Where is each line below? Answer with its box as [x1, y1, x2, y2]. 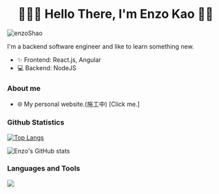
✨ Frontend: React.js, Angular [17, 55, 101, 64]
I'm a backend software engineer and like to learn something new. [7, 42, 194, 50]
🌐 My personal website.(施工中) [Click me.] [17, 100, 140, 109]
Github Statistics [7, 118, 65, 127]
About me [7, 83, 41, 93]
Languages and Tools [7, 164, 81, 173]
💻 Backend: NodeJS [17, 63, 77, 72]
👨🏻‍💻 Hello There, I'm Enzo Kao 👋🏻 [18, 6, 213, 22]
